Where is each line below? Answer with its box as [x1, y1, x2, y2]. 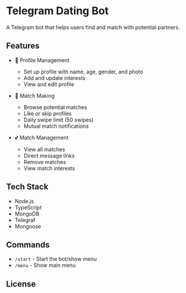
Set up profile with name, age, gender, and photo [23, 68, 143, 75]
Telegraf [14, 216, 36, 223]
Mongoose [14, 223, 41, 230]
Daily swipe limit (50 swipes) [23, 116, 94, 123]
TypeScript [14, 204, 42, 211]
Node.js [14, 197, 34, 205]
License [6, 279, 36, 289]
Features [6, 41, 40, 51]
